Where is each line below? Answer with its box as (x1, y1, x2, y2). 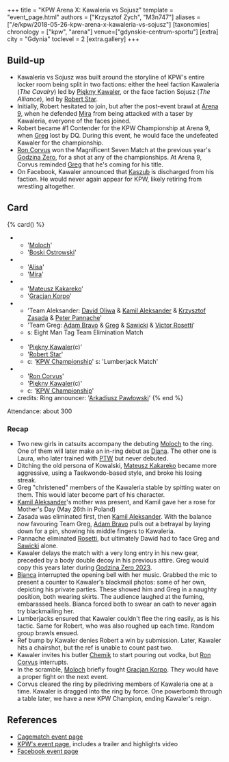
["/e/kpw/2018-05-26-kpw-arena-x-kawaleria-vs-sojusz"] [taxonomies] (7, 21, 210, 28)
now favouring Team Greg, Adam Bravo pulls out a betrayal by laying (16, 519, 211, 528)
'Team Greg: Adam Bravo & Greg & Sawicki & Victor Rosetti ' (27, 321, 196, 329)
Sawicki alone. (16, 541, 58, 550)
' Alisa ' (27, 262, 44, 271)
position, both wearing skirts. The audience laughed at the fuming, (16, 592, 205, 600)
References (7, 714, 57, 726)
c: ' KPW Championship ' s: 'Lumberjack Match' (27, 357, 159, 365)
